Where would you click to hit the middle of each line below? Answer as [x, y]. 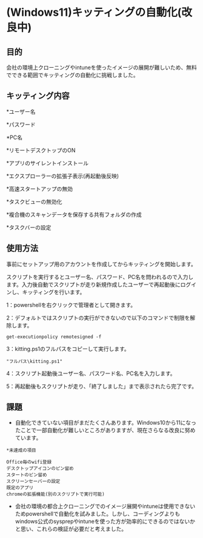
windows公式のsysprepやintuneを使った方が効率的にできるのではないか [105, 522]
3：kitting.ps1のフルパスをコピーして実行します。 [68, 349]
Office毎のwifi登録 [29, 462]
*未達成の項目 [21, 451]
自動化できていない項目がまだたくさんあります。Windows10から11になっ [106, 423]
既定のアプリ [20, 488]
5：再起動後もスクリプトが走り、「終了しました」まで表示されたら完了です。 [102, 386]
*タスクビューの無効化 [34, 202]
